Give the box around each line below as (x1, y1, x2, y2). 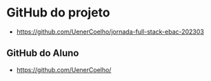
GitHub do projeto (6, 5, 110, 21)
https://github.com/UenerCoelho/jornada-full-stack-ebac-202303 (16, 27, 204, 36)
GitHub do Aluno (6, 47, 79, 59)
